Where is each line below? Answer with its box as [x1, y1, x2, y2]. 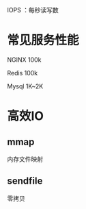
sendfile [7, 175, 43, 187]
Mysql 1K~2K [7, 82, 44, 90]
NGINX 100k [7, 56, 42, 64]
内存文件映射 [7, 155, 43, 163]
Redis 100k [7, 69, 38, 77]
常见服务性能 [7, 33, 80, 48]
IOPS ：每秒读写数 [7, 6, 59, 14]
